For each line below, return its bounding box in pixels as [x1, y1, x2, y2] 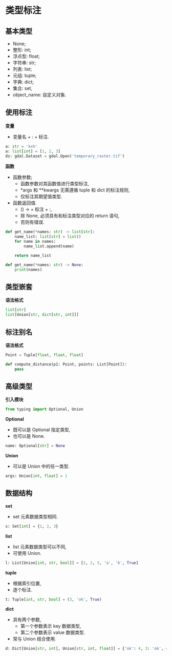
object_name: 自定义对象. [12, 92, 67, 98]
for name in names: [14, 239, 56, 244]
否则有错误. [20, 219, 45, 225]
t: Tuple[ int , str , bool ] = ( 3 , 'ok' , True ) [5, 596, 102, 602]
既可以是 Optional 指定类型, [12, 427, 71, 433]
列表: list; [12, 66, 32, 72]
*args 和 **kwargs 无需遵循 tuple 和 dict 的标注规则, [20, 187, 130, 193]
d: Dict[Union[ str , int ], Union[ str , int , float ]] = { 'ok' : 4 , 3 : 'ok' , [5, 646, 164, 651]
